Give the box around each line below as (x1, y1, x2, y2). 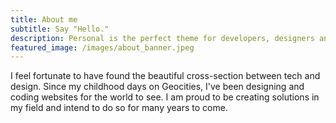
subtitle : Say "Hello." (10, 24, 110, 34)
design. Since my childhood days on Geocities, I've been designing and (10, 81, 305, 93)
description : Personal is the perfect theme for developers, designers (10, 33, 315, 43)
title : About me (10, 14, 78, 25)
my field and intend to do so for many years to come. (10, 102, 228, 114)
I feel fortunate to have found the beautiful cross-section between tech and (10, 70, 321, 82)
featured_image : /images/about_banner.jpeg (10, 42, 195, 53)
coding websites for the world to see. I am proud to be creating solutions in (10, 91, 320, 103)
